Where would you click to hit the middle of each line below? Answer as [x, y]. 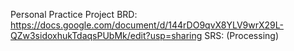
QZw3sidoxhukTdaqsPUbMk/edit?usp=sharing [106, 35]
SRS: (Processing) [242, 35]
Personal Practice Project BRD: [74, 14]
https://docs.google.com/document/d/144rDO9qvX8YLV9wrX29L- [147, 25]
